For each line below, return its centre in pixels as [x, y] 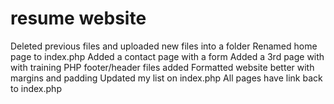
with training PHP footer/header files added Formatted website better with [162, 67]
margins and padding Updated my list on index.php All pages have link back [166, 78]
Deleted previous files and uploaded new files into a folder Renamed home [164, 46]
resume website [78, 18]
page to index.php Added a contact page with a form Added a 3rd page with [167, 56]
